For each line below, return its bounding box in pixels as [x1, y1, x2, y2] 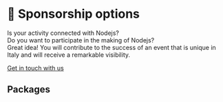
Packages [7, 84, 50, 95]
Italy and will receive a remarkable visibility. [7, 51, 131, 59]
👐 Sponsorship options [7, 6, 140, 22]
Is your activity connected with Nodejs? [7, 29, 119, 37]
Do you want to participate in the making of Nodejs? [7, 36, 155, 44]
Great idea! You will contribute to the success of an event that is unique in [7, 43, 217, 51]
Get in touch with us [7, 64, 64, 72]
